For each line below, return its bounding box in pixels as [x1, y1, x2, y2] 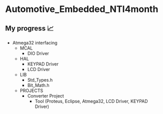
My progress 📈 [5, 24, 54, 32]
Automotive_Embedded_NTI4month [5, 3, 158, 15]
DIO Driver [27, 50, 49, 56]
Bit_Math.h [27, 82, 50, 88]
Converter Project [27, 93, 64, 98]
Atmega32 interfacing [12, 40, 57, 45]
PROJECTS [19, 87, 43, 93]
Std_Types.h [27, 77, 53, 83]
